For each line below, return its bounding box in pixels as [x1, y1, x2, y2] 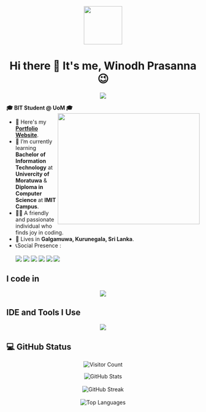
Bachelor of [15, 151, 46, 158]
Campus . [15, 203, 39, 210]
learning [15, 144, 37, 151]
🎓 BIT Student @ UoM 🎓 [6, 104, 73, 111]
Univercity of [15, 170, 50, 178]
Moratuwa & [15, 176, 47, 184]
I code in [6, 274, 40, 284]
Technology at [15, 163, 53, 171]
